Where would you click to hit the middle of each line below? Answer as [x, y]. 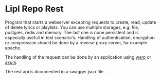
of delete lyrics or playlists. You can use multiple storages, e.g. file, [72, 27]
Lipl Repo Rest [35, 9]
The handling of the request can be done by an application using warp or [78, 57]
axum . [11, 62]
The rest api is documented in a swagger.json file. [55, 71]
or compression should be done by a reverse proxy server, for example [76, 42]
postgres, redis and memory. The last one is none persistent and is [72, 32]
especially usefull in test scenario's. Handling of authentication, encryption [80, 38]
